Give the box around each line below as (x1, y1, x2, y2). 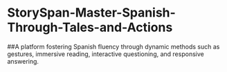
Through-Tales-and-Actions (7, 19, 173, 35)
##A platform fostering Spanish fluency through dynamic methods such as (7, 42, 220, 51)
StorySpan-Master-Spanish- (7, 5, 176, 21)
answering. (7, 57, 39, 65)
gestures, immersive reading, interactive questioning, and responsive (7, 50, 204, 58)
